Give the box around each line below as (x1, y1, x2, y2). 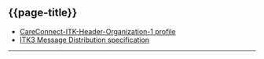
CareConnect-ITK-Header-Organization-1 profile (19, 26, 177, 36)
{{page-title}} (8, 6, 78, 19)
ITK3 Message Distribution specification (19, 35, 150, 44)
